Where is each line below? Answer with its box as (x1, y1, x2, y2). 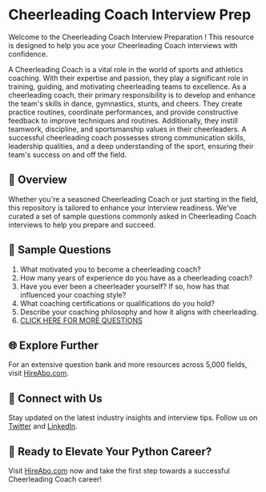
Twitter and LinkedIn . (8, 421, 78, 431)
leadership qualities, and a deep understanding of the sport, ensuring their (8, 141, 254, 151)
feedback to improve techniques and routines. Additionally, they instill (8, 115, 238, 125)
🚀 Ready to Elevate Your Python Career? (8, 445, 212, 458)
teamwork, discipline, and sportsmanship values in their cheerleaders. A (8, 124, 247, 134)
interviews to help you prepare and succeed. (8, 220, 156, 229)
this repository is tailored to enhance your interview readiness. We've (8, 203, 237, 212)
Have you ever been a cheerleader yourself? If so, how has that (19, 281, 230, 291)
